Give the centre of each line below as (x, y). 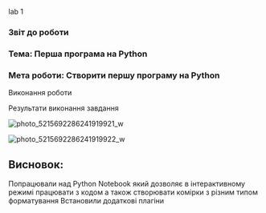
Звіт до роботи (39, 32)
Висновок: (36, 165)
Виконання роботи (40, 93)
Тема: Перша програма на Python (78, 54)
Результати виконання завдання (63, 108)
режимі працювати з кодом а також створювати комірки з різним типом (133, 192)
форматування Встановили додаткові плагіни (86, 200)
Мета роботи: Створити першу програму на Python (114, 75)
